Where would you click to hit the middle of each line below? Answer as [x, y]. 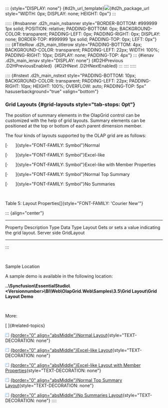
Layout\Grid [144, 291]
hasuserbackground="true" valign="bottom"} [52, 91]
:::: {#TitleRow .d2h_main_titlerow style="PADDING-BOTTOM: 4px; [74, 44]
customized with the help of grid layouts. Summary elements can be [75, 120]
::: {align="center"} [24, 213]
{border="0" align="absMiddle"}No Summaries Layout [67, 395]
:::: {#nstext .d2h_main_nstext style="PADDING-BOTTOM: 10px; [71, 75]
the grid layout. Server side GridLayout [45, 233]
